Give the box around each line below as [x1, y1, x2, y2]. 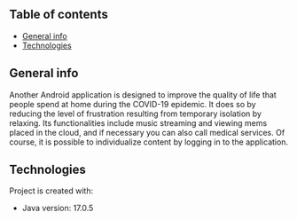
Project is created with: [9, 185, 94, 196]
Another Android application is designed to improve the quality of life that [9, 89, 277, 100]
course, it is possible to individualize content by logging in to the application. [9, 137, 289, 147]
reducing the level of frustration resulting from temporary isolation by [9, 108, 262, 119]
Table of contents [9, 7, 108, 22]
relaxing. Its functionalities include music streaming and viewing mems [9, 117, 268, 128]
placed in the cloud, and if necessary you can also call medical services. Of [9, 127, 285, 137]
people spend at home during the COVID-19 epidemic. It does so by [9, 98, 256, 109]
